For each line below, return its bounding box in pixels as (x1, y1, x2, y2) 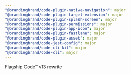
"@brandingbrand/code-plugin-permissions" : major (5, 21, 113, 27)
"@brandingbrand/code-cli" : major (5, 50, 78, 55)
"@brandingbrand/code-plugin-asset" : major (5, 36, 99, 41)
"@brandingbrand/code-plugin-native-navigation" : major (5, 7, 126, 13)
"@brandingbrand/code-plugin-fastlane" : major (5, 31, 106, 36)
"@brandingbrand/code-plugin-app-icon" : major (5, 26, 106, 31)
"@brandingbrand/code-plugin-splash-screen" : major (5, 17, 117, 22)
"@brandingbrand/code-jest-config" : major (5, 41, 96, 46)
